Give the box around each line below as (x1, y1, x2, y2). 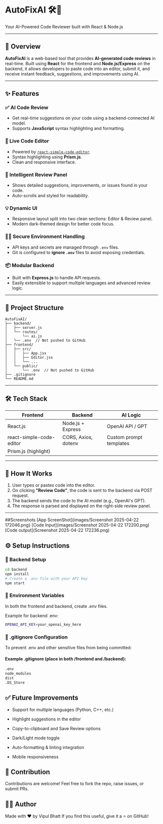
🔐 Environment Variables (5, 592, 65, 599)
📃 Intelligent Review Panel (5, 171, 67, 178)
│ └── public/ (5, 364, 38, 368)
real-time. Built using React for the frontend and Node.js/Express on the (5, 60, 150, 66)
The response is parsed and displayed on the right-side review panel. (12, 503, 151, 509)
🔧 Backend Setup (5, 556, 46, 563)
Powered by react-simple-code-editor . (12, 148, 91, 154)
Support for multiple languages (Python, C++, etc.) (12, 707, 114, 713)
